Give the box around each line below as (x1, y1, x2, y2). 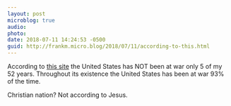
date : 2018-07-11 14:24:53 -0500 (7, 37, 106, 44)
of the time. (7, 77, 41, 85)
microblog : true (7, 17, 55, 24)
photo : (7, 29, 27, 37)
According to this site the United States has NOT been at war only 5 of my (7, 62, 223, 70)
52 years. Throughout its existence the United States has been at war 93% (7, 69, 225, 78)
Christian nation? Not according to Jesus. (7, 91, 129, 99)
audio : (7, 23, 27, 30)
